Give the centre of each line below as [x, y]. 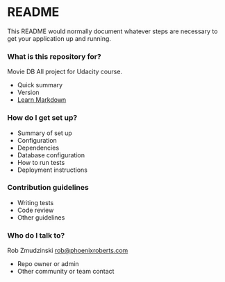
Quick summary [40, 85]
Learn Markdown [42, 100]
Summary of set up [45, 133]
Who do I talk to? [36, 235]
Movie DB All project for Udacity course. [65, 72]
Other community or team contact [66, 272]
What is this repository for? [55, 56]
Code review [35, 210]
